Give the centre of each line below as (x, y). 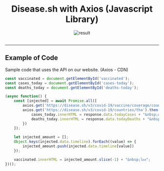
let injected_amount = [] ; (41, 137)
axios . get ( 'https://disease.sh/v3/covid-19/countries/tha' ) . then (91, 110)
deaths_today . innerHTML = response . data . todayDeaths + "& (91, 119)
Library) (82, 19)
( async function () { (26, 96)
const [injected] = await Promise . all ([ (55, 101)
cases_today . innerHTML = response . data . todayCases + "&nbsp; (95, 114)
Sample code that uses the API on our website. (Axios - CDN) (67, 70)
